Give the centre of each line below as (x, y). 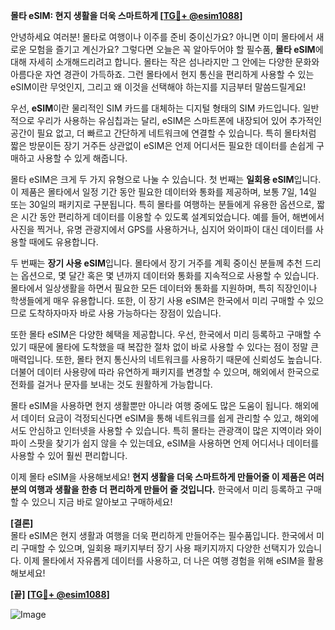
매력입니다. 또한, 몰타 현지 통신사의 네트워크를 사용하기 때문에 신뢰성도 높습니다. (166, 359)
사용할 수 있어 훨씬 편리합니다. (69, 455)
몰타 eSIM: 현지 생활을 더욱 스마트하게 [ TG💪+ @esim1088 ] (126, 15)
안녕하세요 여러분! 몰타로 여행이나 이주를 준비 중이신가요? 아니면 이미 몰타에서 (162, 37)
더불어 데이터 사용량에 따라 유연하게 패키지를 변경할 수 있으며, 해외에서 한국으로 (165, 372)
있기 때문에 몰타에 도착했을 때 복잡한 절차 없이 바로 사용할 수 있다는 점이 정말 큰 (165, 347)
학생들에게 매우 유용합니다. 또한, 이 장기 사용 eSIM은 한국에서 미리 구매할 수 (158, 300)
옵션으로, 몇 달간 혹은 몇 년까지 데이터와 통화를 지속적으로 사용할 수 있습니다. (170, 275)
